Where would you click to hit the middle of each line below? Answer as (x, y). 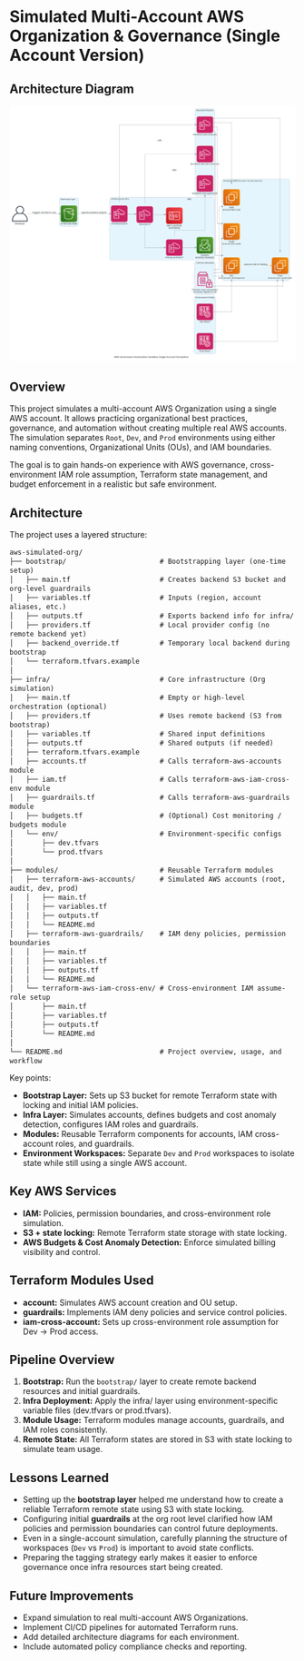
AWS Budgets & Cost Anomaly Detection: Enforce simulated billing (149, 1242)
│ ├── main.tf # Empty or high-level (127, 697)
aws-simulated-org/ (46, 552)
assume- (271, 988)
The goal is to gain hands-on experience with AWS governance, (129, 465)
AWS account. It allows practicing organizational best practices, (128, 419)
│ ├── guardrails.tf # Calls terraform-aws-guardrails (150, 797)
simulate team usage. (63, 1449)
